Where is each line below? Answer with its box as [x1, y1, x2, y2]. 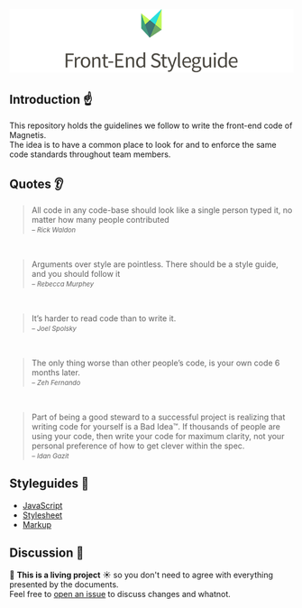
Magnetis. [9, 130, 47, 141]
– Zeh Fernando [31, 379, 81, 388]
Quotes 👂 [9, 176, 64, 191]
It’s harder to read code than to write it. [31, 313, 177, 324]
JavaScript [22, 500, 63, 511]
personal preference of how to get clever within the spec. [31, 440, 245, 451]
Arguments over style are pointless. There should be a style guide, [31, 259, 279, 270]
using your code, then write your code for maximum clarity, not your [31, 431, 285, 442]
